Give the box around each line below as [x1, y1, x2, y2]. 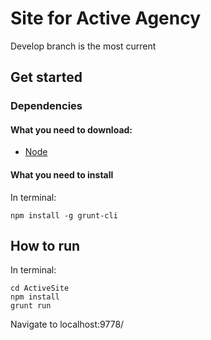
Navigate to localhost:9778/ [10, 318, 125, 331]
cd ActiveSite [10, 283, 70, 294]
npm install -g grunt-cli [10, 210, 118, 221]
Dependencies [10, 99, 83, 113]
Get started [10, 69, 83, 86]
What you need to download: [10, 123, 133, 136]
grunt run [10, 301, 52, 311]
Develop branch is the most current [10, 40, 157, 52]
